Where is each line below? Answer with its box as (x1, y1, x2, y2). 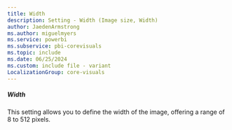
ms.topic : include (7, 50, 61, 57)
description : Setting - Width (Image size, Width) (7, 17, 158, 24)
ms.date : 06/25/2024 (7, 56, 68, 63)
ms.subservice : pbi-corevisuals (7, 43, 102, 50)
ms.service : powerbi (7, 36, 68, 43)
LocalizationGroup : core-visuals (7, 68, 105, 75)
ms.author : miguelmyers (7, 29, 77, 37)
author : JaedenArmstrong (7, 23, 80, 30)
